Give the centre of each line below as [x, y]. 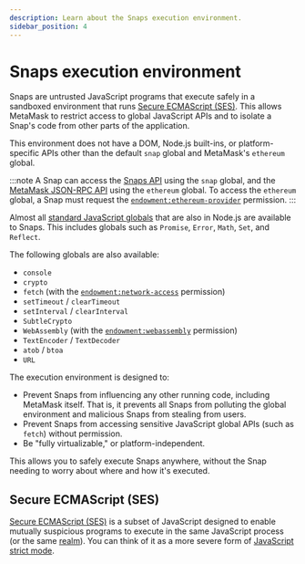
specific [25, 153]
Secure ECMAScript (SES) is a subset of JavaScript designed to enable [142, 522]
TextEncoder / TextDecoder [71, 340]
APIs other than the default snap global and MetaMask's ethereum [163, 153]
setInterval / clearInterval [76, 311]
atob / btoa [43, 350]
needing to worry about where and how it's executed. [110, 471]
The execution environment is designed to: [90, 377]
